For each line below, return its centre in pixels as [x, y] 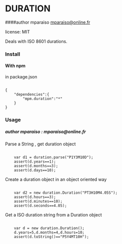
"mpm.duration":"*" [43, 99]
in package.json [21, 77]
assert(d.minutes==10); [38, 201]
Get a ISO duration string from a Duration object [54, 214]
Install [13, 54]
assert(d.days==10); [35, 170]
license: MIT [18, 32]
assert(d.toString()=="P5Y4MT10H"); [52, 237]
